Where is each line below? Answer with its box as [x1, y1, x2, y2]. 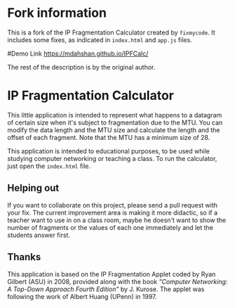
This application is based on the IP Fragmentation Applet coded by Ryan [7, 269, 216, 278]
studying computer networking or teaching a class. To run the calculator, [7, 154, 217, 162]
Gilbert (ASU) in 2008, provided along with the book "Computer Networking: [7, 277, 228, 285]
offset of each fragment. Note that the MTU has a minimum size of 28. [7, 133, 210, 141]
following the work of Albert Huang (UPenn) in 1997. [7, 292, 157, 300]
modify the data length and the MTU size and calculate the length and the [7, 125, 220, 134]
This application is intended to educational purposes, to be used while [7, 146, 210, 155]
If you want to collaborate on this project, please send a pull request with [7, 200, 218, 209]
